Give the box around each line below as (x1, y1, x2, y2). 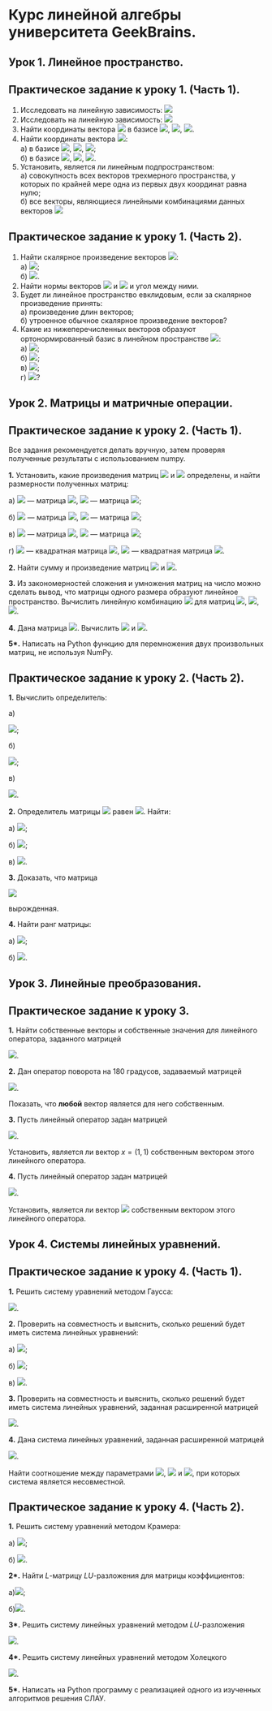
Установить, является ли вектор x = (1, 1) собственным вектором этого (8, 1147, 255, 1157)
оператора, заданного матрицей (8, 1034, 122, 1044)
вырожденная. (8, 903, 59, 914)
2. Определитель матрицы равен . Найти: (8, 807, 171, 817)
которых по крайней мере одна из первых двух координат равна (19, 179, 248, 189)
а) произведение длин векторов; (19, 307, 134, 317)
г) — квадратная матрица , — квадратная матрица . (8, 546, 225, 556)
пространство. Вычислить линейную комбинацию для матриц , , (8, 597, 260, 606)
